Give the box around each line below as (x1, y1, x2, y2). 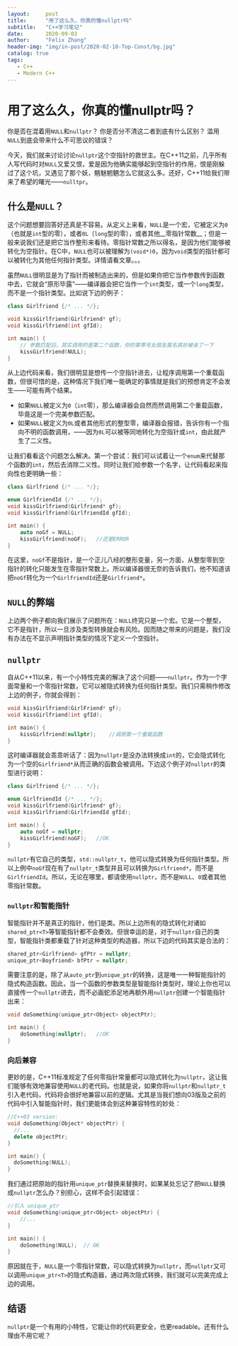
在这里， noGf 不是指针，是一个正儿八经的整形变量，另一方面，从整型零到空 (7, 555, 225, 564)
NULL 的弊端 (7, 596, 55, 608)
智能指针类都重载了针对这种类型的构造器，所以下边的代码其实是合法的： (19, 936, 231, 944)
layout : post (7, 10, 59, 18)
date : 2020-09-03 (7, 30, 78, 38)
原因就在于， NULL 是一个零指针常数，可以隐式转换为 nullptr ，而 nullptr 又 (7, 1262, 220, 1270)
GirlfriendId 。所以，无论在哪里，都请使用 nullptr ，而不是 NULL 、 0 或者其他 (7, 873, 227, 881)
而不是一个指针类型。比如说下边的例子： (7, 288, 125, 298)
